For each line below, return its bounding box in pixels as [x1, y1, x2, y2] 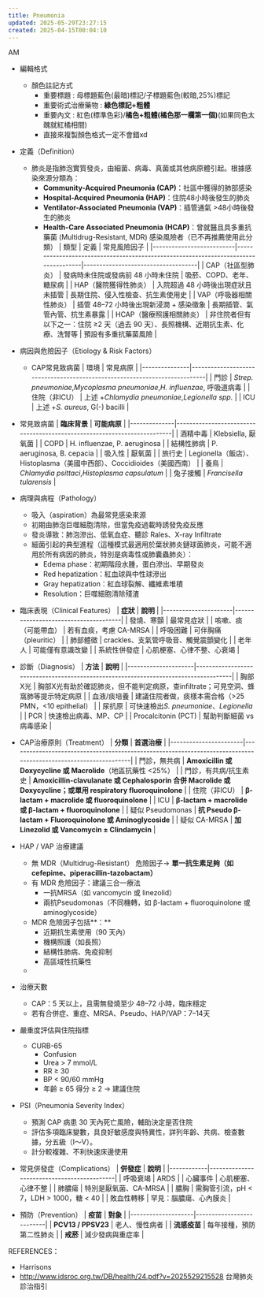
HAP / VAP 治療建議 [19, 842, 84, 851]
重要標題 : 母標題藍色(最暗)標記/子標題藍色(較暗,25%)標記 [42, 91, 230, 100]
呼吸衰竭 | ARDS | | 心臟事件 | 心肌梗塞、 [123, 1173, 255, 1183]
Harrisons [19, 1263, 52, 1272]
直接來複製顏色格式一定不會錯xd [42, 130, 148, 139]
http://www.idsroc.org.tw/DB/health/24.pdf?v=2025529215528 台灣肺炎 [19, 1272, 254, 1281]
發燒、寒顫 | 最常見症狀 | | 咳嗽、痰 [129, 616, 243, 625]
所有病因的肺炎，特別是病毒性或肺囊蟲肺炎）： [45, 549, 194, 560]
